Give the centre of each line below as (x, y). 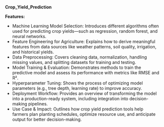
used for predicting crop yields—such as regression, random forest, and (85, 31)
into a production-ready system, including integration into (70, 99)
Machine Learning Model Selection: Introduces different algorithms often (85, 26)
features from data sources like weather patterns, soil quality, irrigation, (84, 47)
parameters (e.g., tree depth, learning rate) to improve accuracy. (77, 88)
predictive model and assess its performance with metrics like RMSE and (86, 73)
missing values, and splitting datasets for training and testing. (74, 62)
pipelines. (38, 104)
